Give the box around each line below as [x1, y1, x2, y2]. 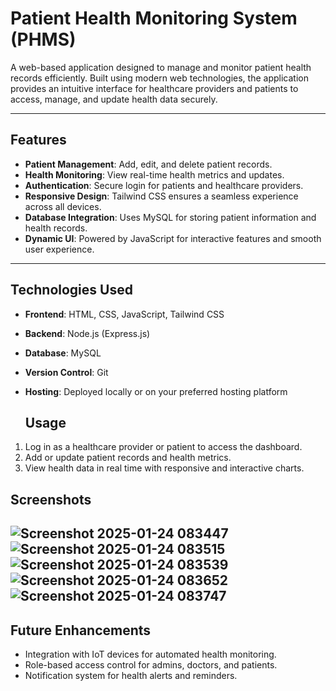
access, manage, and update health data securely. [10, 93, 218, 105]
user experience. [24, 243, 95, 255]
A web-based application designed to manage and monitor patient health [10, 61, 312, 73]
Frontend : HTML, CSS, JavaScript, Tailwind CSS [24, 308, 225, 320]
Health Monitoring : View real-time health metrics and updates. [24, 168, 285, 181]
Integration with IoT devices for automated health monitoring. [24, 648, 277, 660]
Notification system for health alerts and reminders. [24, 669, 238, 681]
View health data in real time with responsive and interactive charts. [24, 462, 305, 474]
